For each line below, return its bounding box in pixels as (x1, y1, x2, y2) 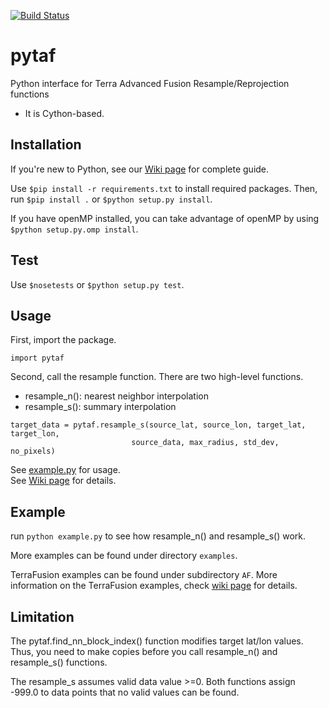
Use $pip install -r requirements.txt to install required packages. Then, (10, 182, 318, 194)
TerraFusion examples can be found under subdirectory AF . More (10, 569, 278, 581)
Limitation (10, 608, 75, 625)
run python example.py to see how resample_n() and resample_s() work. (10, 530, 306, 542)
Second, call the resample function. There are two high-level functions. (10, 371, 304, 383)
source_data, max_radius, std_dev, (131, 438, 280, 448)
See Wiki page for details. (10, 475, 117, 487)
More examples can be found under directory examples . (10, 550, 238, 562)
